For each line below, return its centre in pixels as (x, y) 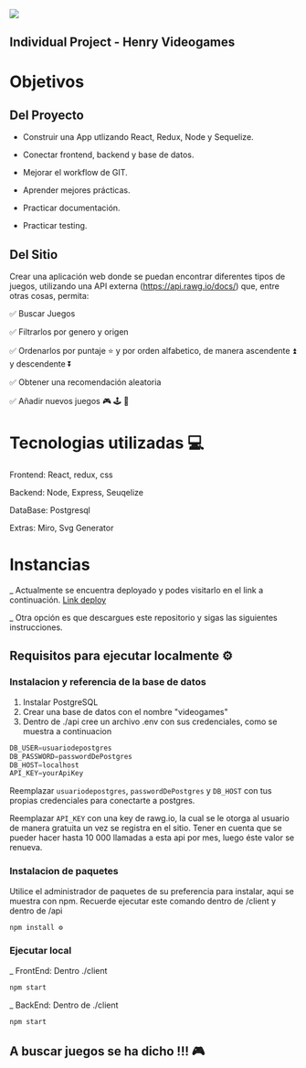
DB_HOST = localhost (44, 765)
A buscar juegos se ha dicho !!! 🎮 (107, 1051)
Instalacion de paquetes (64, 871)
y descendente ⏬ (41, 364)
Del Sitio (34, 255)
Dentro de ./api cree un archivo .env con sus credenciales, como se (150, 721)
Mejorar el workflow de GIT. (75, 173)
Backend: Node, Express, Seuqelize (77, 493)
